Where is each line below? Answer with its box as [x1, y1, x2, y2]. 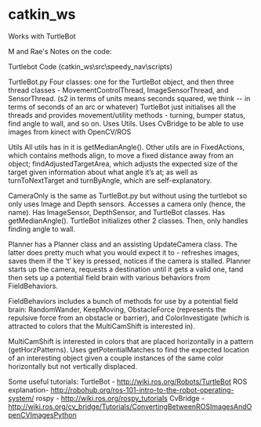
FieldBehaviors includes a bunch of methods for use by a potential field [8, 296, 238, 305]
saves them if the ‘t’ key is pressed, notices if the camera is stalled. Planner [8, 256, 252, 265]
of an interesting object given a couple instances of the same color [8, 353, 224, 363]
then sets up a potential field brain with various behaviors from [8, 272, 210, 282]
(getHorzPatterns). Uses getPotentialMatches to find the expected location [8, 345, 249, 354]
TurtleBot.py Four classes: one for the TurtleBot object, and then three [8, 77, 234, 86]
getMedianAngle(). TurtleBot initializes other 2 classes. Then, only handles [8, 216, 248, 225]
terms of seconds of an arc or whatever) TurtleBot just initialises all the [8, 102, 237, 111]
